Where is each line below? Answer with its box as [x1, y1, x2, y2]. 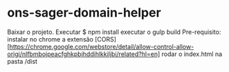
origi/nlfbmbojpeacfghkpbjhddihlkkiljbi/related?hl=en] [7, 50, 161, 58]
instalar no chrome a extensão [7, 35, 93, 43]
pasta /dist [7, 57, 38, 65]
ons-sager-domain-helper [7, 5, 161, 21]
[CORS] [94, 35, 116, 43]
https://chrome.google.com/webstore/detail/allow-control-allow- [9, 42, 194, 51]
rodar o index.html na [161, 50, 223, 58]
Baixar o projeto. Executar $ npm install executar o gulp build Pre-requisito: [7, 28, 221, 36]
